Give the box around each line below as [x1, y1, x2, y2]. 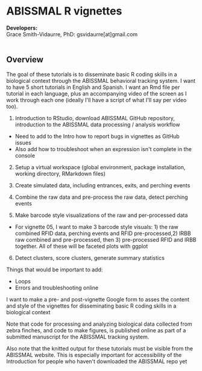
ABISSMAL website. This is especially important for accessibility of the [6, 351, 182, 358]
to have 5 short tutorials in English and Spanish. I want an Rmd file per [6, 83, 180, 91]
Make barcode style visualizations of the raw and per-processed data [14, 211, 188, 219]
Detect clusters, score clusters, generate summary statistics [14, 254, 165, 261]
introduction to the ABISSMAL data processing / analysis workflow [14, 121, 180, 128]
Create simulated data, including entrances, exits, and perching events [14, 181, 191, 189]
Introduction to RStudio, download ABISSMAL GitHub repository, [14, 114, 175, 121]
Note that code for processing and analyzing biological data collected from [6, 320, 192, 327]
